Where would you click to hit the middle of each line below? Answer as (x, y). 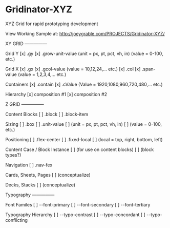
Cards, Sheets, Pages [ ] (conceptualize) (48, 175)
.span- (148, 69)
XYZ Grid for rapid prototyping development (52, 24)
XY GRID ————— (26, 43)
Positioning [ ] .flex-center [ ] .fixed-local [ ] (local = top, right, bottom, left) (84, 139)
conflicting (17, 220)
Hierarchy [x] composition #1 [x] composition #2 (56, 94)
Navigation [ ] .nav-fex (29, 165)
